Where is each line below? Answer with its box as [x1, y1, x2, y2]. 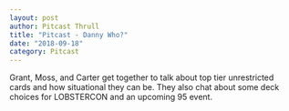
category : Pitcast [9, 47, 79, 56]
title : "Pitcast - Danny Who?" [9, 30, 129, 39]
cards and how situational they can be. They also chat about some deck [9, 82, 280, 93]
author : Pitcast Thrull [9, 22, 100, 31]
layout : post [9, 13, 59, 23]
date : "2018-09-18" [9, 38, 84, 48]
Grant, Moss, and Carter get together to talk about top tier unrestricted [9, 72, 274, 83]
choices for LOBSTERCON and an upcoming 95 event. [9, 92, 212, 103]
